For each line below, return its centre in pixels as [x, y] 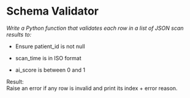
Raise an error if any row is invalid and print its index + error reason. [92, 88]
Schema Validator [53, 11]
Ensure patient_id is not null [50, 46]
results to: [19, 34]
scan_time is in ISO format [48, 58]
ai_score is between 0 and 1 [50, 70]
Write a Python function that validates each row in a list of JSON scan [95, 28]
